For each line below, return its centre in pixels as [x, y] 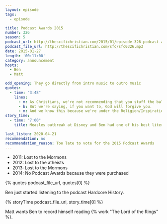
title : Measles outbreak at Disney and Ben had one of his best [82, 125]
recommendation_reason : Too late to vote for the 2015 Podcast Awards [80, 143]
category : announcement [30, 60]
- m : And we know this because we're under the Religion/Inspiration [92, 111]
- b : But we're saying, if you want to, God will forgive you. [85, 107]
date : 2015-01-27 [23, 51]
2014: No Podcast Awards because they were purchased [71, 173]
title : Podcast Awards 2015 [34, 28]
